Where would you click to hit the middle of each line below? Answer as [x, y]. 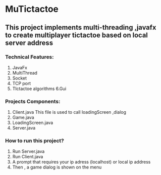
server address [29, 43]
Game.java [23, 118]
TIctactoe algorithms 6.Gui [39, 88]
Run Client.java [28, 157]
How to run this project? [35, 141]
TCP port [22, 83]
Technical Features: [29, 57]
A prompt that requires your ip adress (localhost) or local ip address [81, 162]
